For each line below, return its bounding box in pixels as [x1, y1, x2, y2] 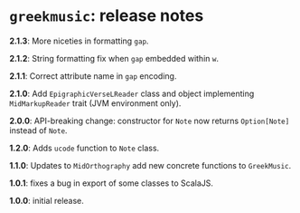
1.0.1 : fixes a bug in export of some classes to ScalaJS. [9, 178, 214, 189]
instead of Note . [9, 124, 68, 136]
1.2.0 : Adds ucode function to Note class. [9, 142, 160, 153]
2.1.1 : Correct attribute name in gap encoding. [9, 70, 177, 82]
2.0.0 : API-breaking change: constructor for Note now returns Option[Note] [9, 115, 290, 126]
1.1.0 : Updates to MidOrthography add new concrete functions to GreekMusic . [9, 160, 292, 170]
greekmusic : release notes [9, 5, 204, 26]
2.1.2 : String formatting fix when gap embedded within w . [9, 53, 220, 63]
